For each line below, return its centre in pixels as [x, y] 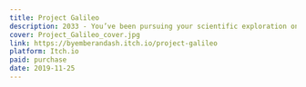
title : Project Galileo [55, 18]
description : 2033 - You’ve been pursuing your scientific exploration [148, 26]
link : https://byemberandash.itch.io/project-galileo [114, 43]
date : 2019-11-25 [42, 69]
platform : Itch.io [44, 52]
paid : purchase [38, 60]
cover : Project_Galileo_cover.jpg [75, 34]
